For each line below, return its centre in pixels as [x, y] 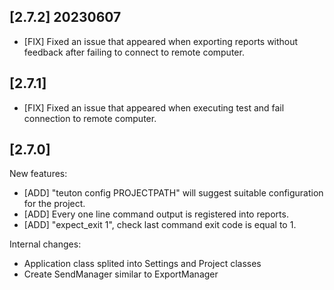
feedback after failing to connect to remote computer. [134, 52]
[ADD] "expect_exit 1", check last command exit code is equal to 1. [160, 225]
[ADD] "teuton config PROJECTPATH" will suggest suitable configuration [173, 193]
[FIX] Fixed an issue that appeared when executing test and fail [154, 107]
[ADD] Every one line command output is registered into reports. [156, 214]
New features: [38, 174]
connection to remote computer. [90, 118]
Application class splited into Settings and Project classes [142, 264]
